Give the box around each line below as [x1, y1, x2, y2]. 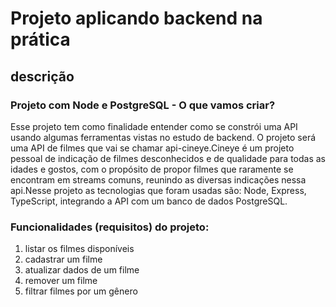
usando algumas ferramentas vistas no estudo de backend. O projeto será [10, 131, 317, 143]
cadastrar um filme [24, 253, 103, 266]
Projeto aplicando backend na [10, 7, 263, 30]
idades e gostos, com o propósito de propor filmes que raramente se [10, 163, 294, 175]
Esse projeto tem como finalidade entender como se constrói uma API [10, 120, 298, 132]
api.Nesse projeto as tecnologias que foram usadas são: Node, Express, [10, 184, 307, 196]
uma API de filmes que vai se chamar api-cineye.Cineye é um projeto [10, 142, 295, 154]
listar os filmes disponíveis [24, 243, 135, 255]
